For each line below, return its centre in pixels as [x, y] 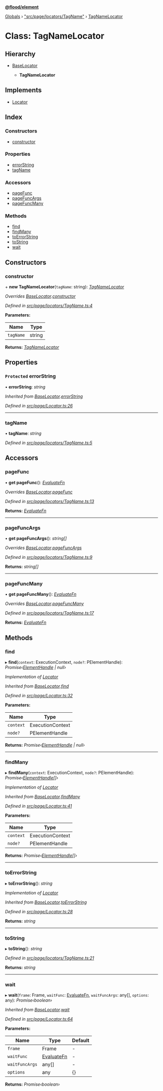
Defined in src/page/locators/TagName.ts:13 [50, 501]
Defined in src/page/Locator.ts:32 [39, 696]
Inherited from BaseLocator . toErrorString [46, 902]
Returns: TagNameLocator [32, 347]
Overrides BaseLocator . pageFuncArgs [43, 548]
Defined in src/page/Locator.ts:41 [39, 806]
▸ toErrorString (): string [29, 883]
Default [81, 1041]
